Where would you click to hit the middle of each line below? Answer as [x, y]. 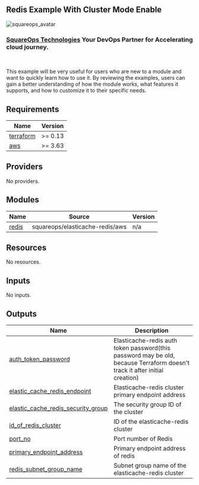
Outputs [22, 314]
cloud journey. [28, 47]
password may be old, [144, 355]
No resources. [23, 262]
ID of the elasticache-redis [151, 421]
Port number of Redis [143, 439]
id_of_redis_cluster [35, 425]
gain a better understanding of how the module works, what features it [92, 84]
